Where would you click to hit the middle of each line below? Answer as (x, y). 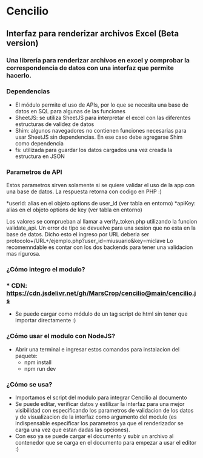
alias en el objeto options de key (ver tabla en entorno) (74, 210)
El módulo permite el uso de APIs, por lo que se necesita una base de (102, 105)
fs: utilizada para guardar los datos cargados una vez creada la (94, 150)
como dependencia (39, 143)
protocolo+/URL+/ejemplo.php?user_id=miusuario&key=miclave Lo (90, 241)
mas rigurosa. (23, 254)
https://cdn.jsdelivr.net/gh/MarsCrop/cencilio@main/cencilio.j (101, 293)
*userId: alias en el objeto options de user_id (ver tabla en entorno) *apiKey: (101, 204)
